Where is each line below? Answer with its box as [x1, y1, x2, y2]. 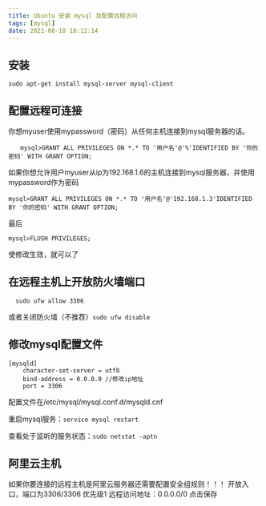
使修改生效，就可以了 [8, 250, 79, 259]
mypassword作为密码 [8, 178, 79, 187]
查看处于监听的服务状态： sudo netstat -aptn [8, 431, 158, 440]
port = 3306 [22, 382, 62, 390]
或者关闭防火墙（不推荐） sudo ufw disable [8, 311, 151, 321]
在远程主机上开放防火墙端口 [8, 275, 146, 289]
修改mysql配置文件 [8, 338, 103, 351]
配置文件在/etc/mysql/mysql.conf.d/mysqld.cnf [8, 397, 163, 407]
